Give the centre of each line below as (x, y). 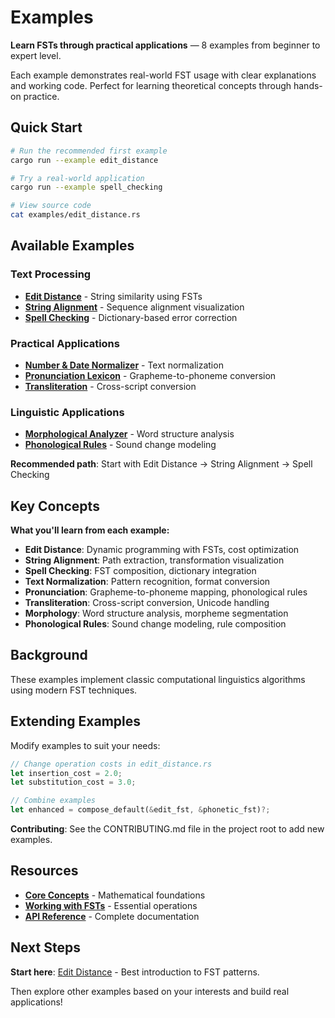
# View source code (51, 206)
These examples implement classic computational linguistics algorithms (158, 679)
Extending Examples (76, 721)
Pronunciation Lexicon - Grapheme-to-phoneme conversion (150, 375)
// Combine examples (53, 801)
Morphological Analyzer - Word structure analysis (129, 434)
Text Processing (51, 274)
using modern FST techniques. (74, 690)
